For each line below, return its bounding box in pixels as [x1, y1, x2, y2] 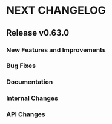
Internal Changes [6, 94, 59, 102]
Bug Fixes [6, 61, 36, 70]
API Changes [6, 110, 45, 119]
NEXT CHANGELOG [6, 4, 106, 17]
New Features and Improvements [6, 46, 106, 54]
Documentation [6, 78, 53, 86]
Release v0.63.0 [6, 28, 70, 38]
